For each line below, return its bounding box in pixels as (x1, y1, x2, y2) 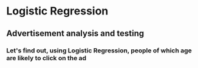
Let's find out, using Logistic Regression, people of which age (6, 46, 193, 55)
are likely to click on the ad (6, 54, 87, 62)
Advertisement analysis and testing (6, 28, 145, 39)
